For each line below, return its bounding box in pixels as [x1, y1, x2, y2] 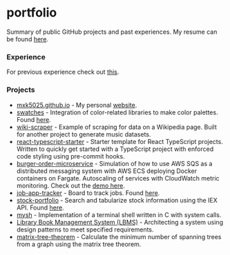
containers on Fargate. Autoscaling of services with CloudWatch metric [16, 174, 220, 182]
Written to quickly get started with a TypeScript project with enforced [16, 145, 214, 153]
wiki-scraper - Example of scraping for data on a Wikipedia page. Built [16, 123, 217, 131]
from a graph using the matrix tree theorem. [16, 240, 142, 248]
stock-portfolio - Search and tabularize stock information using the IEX [16, 196, 218, 204]
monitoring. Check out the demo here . [16, 181, 126, 190]
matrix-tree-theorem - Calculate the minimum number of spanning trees [16, 232, 222, 241]
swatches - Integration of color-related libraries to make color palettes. [16, 108, 218, 116]
